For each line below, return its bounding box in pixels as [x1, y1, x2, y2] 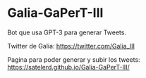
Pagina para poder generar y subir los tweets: [7, 55, 140, 64]
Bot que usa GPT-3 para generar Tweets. [7, 28, 127, 37]
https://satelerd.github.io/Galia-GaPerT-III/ [7, 63, 130, 71]
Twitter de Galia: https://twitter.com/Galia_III [7, 41, 135, 50]
